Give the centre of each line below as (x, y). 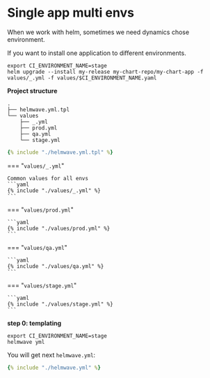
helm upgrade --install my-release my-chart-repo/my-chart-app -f (105, 72)
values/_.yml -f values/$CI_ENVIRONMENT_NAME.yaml (82, 78)
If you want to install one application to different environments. (97, 53)
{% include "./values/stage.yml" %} (60, 304)
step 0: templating (34, 323)
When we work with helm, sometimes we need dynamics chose (98, 32)
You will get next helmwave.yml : (51, 355)
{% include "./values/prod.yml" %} (59, 228)
